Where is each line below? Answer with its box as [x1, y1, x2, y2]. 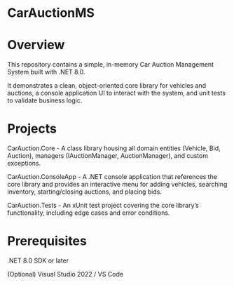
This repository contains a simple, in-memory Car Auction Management [7, 60, 214, 69]
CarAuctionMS [7, 5, 95, 21]
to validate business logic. [7, 96, 83, 105]
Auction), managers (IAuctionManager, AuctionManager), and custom [7, 152, 209, 160]
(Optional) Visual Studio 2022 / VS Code [7, 270, 124, 278]
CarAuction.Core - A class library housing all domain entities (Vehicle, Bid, [7, 144, 221, 152]
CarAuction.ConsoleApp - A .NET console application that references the [7, 173, 217, 181]
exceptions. [7, 159, 41, 168]
